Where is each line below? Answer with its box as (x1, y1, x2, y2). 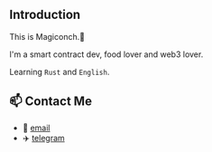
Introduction (9, 7, 81, 23)
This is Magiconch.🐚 (9, 31, 86, 42)
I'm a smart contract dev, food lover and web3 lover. (9, 49, 204, 60)
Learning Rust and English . (9, 66, 110, 77)
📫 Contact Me (9, 94, 93, 109)
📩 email (22, 122, 51, 133)
